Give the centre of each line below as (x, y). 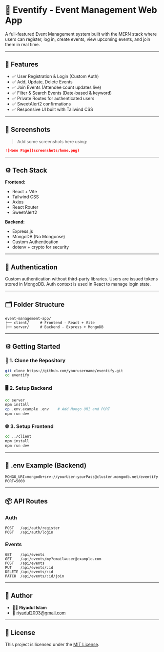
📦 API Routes (26, 501)
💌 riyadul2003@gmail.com (39, 613)
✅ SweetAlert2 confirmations (41, 104)
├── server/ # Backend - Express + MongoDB (54, 327)
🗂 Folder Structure (35, 305)
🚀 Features (22, 64)
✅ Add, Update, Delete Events (42, 82)
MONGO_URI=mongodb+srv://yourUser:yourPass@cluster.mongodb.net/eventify (82, 477)
